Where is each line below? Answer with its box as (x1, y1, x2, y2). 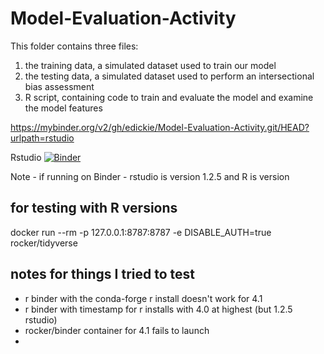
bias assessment (24, 80, 95, 92)
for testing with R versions (10, 200, 178, 217)
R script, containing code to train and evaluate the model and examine (24, 91, 314, 103)
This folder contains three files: (10, 40, 139, 52)
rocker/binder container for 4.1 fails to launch (24, 324, 210, 336)
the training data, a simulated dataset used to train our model (24, 59, 277, 71)
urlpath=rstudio (10, 132, 75, 144)
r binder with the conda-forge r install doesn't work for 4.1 (24, 292, 263, 304)
